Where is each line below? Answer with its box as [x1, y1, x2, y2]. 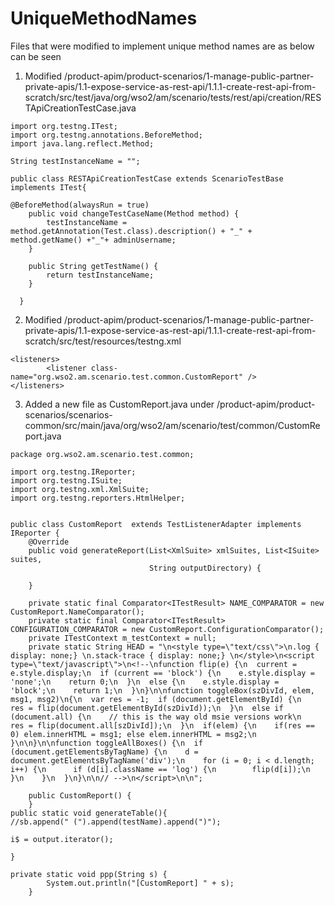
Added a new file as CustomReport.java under [24, 398, 215, 410]
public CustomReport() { [28, 790, 132, 801]
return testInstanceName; [46, 270, 155, 280]
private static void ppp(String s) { [10, 869, 168, 879]
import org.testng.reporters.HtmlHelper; [10, 493, 186, 503]
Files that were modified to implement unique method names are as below [10, 40, 315, 52]
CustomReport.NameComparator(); [10, 607, 145, 617]
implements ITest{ [10, 182, 87, 192]
